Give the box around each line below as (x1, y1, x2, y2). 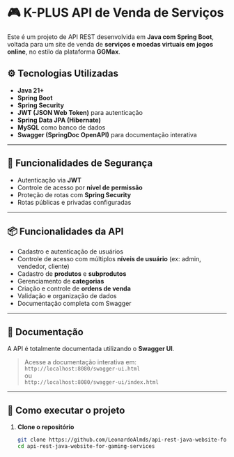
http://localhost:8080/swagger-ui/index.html (24, 379, 159, 386)
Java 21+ (17, 86, 44, 94)
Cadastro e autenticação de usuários (17, 247, 124, 256)
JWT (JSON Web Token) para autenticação (17, 108, 143, 116)
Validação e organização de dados (17, 292, 117, 300)
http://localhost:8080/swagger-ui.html (24, 366, 141, 373)
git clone (17, 436, 47, 443)
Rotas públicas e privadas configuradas (17, 198, 132, 206)
